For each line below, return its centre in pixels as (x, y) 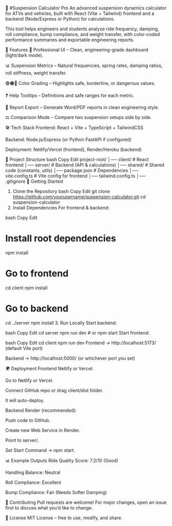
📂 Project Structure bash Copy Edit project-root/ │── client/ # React (77, 159)
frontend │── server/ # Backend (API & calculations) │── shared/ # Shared (85, 165)
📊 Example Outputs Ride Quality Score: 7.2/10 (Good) (62, 460)
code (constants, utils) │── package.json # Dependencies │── (72, 170)
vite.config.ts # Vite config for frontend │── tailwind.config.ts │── (76, 176)
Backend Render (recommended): (41, 410)
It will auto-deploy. (25, 400)
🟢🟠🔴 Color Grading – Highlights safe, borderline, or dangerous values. (80, 83)
